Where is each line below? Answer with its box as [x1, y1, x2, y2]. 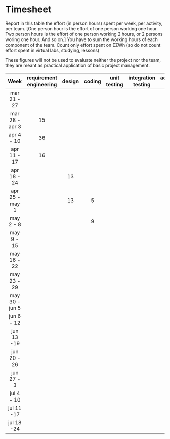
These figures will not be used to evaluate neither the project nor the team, [5, 57, 161, 63]
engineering [27, 81, 57, 88]
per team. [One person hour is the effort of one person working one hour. [5, 25, 158, 31]
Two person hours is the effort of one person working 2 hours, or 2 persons [5, 31, 163, 37]
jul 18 [8, 419, 22, 426]
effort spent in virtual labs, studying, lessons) [5, 47, 100, 53]
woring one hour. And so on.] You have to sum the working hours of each [5, 36, 158, 43]
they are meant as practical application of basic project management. [5, 62, 150, 68]
